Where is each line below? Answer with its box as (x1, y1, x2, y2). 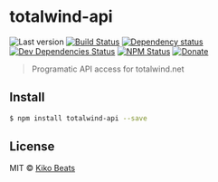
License (9, 139, 55, 155)
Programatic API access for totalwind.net (31, 63, 185, 74)
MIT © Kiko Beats (9, 163, 75, 174)
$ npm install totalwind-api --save (9, 113, 147, 123)
